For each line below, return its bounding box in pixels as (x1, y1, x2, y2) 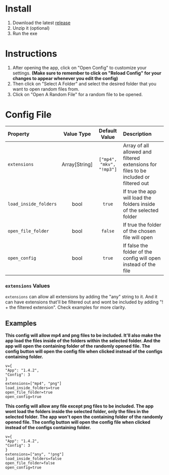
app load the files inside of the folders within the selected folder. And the (5, 338, 161, 344)
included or (123, 173, 150, 180)
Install (5, 3, 32, 15)
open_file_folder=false (5, 460, 55, 465)
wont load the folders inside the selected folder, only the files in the (5, 408, 149, 414)
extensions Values (5, 282, 50, 289)
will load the (123, 194, 152, 201)
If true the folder (123, 221, 161, 228)
